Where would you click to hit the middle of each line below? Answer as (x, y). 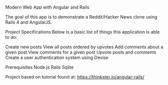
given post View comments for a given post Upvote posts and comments (81, 52)
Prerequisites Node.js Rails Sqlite (40, 67)
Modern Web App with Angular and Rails (47, 7)
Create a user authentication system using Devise (57, 57)
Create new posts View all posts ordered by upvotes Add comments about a (84, 47)
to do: (11, 37)
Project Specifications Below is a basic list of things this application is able (82, 32)
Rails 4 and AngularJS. (29, 22)
